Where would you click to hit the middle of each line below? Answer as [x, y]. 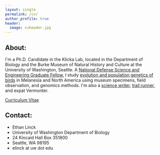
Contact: [19, 115]
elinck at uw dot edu [33, 148]
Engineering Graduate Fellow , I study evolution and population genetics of [79, 75]
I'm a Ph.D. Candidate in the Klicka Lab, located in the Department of [74, 59]
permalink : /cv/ [21, 14]
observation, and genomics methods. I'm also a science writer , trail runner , [80, 85]
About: [16, 48]
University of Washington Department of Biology [61, 132]
